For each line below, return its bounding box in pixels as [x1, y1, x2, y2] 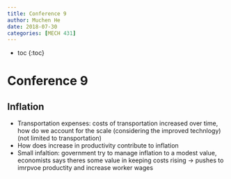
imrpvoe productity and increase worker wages [17, 164, 154, 172]
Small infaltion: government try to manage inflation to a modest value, [17, 149, 217, 157]
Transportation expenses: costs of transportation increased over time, [17, 119, 218, 127]
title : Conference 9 [7, 10, 67, 17]
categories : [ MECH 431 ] [7, 29, 77, 37]
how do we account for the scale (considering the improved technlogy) [17, 127, 221, 135]
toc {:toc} [17, 49, 45, 57]
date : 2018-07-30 [7, 23, 58, 30]
